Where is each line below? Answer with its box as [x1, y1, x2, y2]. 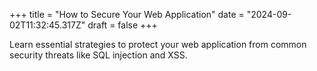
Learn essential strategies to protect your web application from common [9, 39, 307, 50]
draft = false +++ [87, 19, 158, 31]
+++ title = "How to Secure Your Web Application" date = [9, 9, 245, 20]
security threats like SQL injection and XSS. [9, 49, 188, 61]
